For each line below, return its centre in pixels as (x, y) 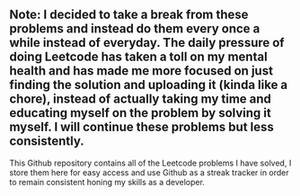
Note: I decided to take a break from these (129, 15)
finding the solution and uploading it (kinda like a (149, 85)
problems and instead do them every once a (135, 29)
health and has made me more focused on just (141, 71)
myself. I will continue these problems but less (141, 127)
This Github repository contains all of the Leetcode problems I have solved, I (150, 163)
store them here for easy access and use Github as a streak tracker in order (149, 172)
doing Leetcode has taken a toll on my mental (138, 57)
